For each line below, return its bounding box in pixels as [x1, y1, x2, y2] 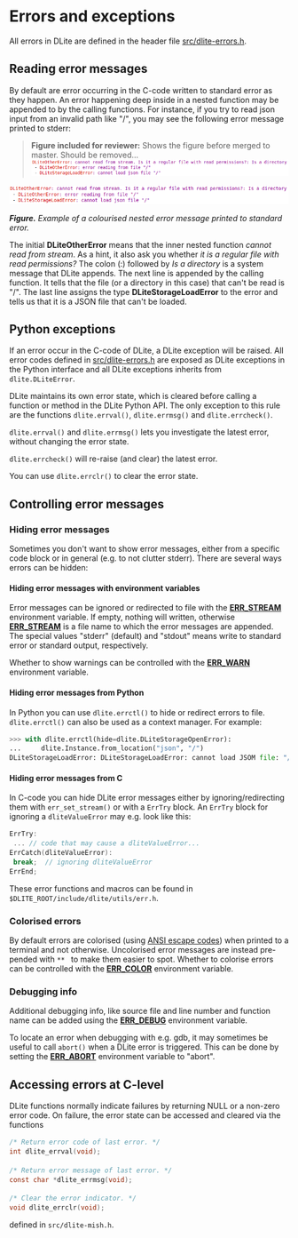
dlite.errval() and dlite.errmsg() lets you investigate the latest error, [9, 427, 270, 437]
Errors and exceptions [9, 6, 176, 27]
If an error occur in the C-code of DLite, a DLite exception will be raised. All [9, 345, 284, 356]
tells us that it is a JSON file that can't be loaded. [9, 296, 188, 307]
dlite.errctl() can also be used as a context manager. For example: [9, 716, 263, 727]
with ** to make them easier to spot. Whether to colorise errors [39, 954, 274, 965]
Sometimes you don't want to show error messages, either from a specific [9, 544, 280, 555]
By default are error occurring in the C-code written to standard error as [9, 84, 273, 95]
